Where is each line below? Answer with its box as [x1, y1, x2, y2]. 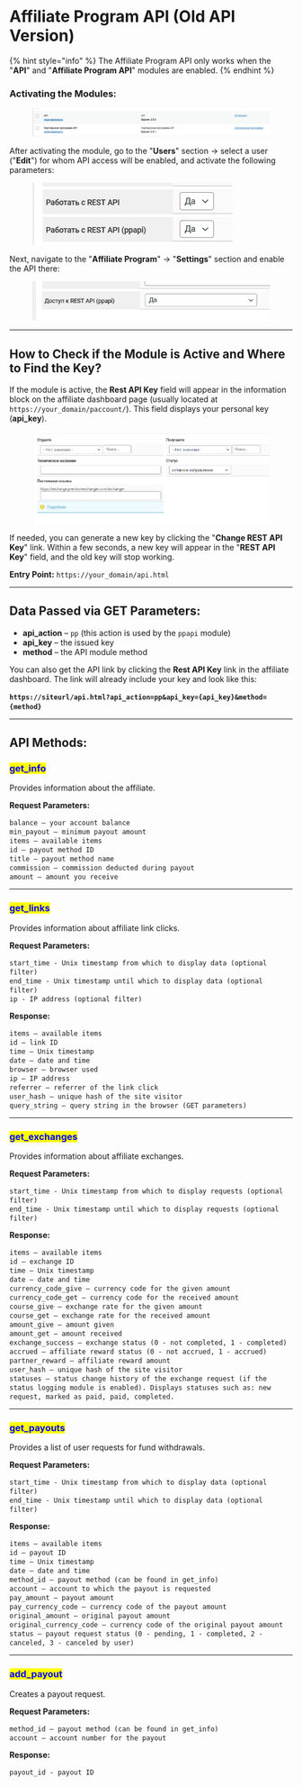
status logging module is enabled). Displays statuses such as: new [9, 1383, 271, 1393]
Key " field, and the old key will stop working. [9, 551, 175, 562]
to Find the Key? [9, 360, 102, 376]
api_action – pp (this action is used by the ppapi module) [22, 627, 231, 638]
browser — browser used [9, 1065, 99, 1074]
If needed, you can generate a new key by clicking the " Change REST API [9, 532, 283, 542]
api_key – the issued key [22, 637, 115, 648]
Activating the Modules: [9, 87, 117, 100]
